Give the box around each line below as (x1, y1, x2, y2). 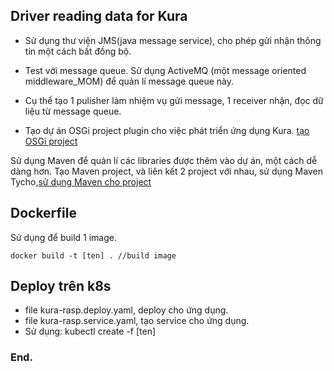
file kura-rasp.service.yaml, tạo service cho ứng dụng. (24, 315, 250, 327)
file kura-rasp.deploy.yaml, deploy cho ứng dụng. (24, 304, 229, 316)
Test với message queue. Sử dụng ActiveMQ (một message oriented (24, 64, 307, 76)
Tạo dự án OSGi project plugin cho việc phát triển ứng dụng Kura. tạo (24, 124, 310, 136)
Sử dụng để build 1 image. (10, 231, 117, 243)
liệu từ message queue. (24, 105, 122, 117)
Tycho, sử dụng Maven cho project (10, 175, 152, 188)
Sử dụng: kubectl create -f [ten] (24, 325, 157, 338)
